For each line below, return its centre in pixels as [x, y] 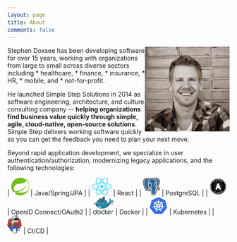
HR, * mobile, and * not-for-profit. [56, 80]
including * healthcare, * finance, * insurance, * [76, 73]
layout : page [26, 15]
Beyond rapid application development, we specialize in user [96, 153]
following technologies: [41, 168]
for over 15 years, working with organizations [73, 58]
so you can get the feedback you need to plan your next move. [98, 139]
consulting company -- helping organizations [74, 109]
